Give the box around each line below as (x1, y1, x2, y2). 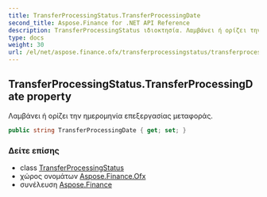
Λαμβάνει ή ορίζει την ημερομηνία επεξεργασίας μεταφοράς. (8, 111, 213, 120)
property (26, 90, 72, 104)
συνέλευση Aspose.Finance (19, 180, 113, 189)
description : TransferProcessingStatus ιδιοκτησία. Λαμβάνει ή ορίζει (8, 26, 247, 34)
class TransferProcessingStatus (19, 163, 125, 172)
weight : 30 (8, 41, 44, 49)
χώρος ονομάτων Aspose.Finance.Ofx (19, 171, 146, 180)
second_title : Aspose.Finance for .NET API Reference (8, 19, 191, 27)
